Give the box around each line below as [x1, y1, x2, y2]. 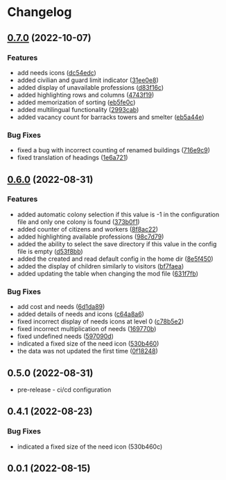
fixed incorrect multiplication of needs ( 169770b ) [17, 325, 157, 333]
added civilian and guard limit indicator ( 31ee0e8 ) [17, 76, 159, 84]
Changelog [7, 4, 72, 20]
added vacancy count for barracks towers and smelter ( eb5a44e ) [17, 113, 205, 121]
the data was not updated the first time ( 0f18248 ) [17, 347, 158, 355]
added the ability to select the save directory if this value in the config [17, 239, 217, 248]
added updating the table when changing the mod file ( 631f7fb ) [17, 269, 199, 278]
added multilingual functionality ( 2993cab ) [17, 105, 139, 113]
